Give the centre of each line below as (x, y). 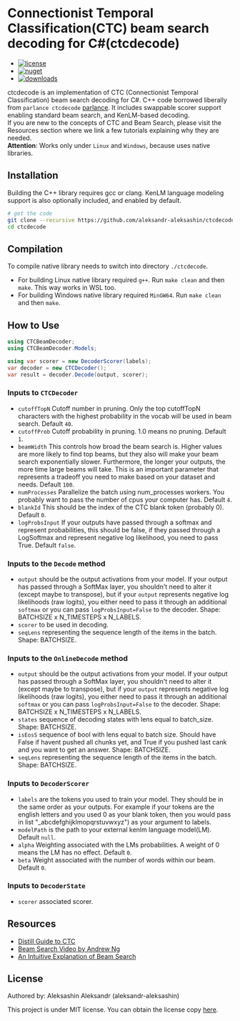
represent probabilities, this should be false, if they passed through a (119, 529)
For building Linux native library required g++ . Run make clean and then (121, 280)
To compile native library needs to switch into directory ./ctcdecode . (108, 267)
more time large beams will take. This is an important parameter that (118, 469)
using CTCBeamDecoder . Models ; (52, 348)
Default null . (36, 837)
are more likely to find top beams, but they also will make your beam (118, 454)
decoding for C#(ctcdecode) (94, 44)
